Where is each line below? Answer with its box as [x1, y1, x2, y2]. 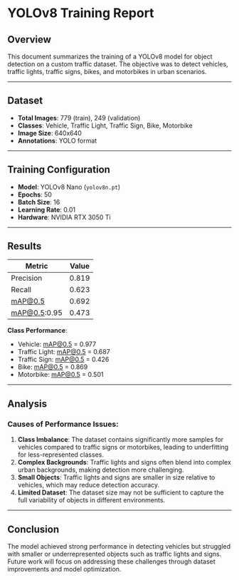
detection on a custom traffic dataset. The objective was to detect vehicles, [7, 60, 229, 68]
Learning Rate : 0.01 [17, 205, 76, 214]
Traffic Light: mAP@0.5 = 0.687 [17, 348, 110, 356]
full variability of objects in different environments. [17, 496, 166, 504]
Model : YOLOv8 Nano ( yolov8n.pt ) [17, 182, 121, 191]
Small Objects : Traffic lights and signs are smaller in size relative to [17, 473, 216, 482]
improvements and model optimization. [7, 564, 122, 573]
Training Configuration [7, 164, 110, 176]
